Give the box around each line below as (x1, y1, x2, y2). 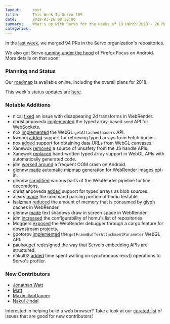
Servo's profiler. (12, 258, 47, 264)
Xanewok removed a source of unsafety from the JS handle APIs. (12, 145, 149, 151)
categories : (5, 26, 30, 31)
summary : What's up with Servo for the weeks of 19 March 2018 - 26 (5, 21, 159, 27)
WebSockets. (12, 124, 40, 130)
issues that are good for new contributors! (5, 313, 93, 319)
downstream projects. (12, 226, 59, 232)
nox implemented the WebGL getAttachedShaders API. (12, 129, 125, 135)
